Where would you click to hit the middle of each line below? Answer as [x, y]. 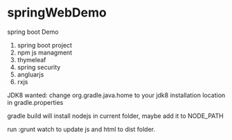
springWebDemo [57, 13]
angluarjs [30, 74]
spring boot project [45, 45]
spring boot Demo [33, 32]
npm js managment [45, 52]
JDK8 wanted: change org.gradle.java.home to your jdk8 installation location [116, 95]
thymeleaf [32, 59]
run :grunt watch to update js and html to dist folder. [81, 129]
